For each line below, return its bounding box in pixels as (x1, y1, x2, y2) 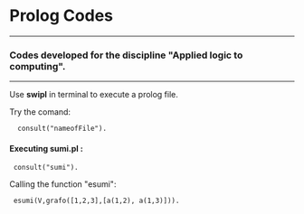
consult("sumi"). (13, 163, 79, 172)
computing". (9, 60, 66, 72)
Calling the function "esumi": (9, 179, 117, 190)
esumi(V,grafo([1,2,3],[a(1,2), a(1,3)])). (13, 196, 180, 206)
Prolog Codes (9, 5, 114, 26)
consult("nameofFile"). (17, 124, 107, 134)
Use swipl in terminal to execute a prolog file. (9, 89, 179, 100)
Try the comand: (9, 107, 71, 117)
